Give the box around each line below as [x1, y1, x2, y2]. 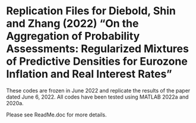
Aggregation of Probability [6, 30, 140, 43]
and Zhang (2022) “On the [6, 17, 139, 30]
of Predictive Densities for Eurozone [6, 55, 188, 68]
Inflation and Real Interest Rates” [6, 67, 172, 81]
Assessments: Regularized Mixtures [6, 42, 189, 56]
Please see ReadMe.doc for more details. [6, 111, 107, 118]
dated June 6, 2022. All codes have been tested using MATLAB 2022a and [6, 93, 189, 100]
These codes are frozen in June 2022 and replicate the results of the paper [6, 87, 191, 94]
